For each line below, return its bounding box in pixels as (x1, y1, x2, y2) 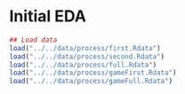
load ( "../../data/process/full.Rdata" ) (9, 60, 157, 69)
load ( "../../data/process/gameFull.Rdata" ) (9, 77, 173, 86)
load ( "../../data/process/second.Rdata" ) (9, 51, 165, 61)
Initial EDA (9, 6, 87, 27)
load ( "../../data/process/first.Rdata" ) (9, 43, 162, 52)
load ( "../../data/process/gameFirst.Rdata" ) (9, 68, 177, 77)
